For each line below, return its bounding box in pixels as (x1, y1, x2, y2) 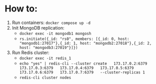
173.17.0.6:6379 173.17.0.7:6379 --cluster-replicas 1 (19, 69, 145, 75)
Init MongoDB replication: (11, 24, 64, 30)
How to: (4, 3, 38, 14)
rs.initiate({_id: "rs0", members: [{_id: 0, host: (19, 36, 129, 41)
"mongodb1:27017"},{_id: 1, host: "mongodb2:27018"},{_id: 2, (19, 40, 152, 45)
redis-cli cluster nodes (19, 75, 71, 80)
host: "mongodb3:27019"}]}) (19, 45, 78, 50)
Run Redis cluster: (11, 49, 49, 55)
